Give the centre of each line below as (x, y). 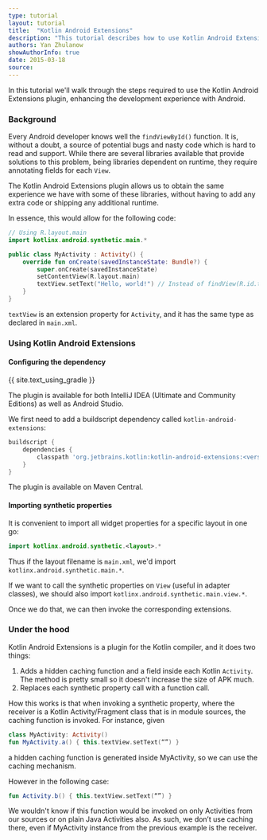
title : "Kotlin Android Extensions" (71, 30)
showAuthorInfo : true (44, 53)
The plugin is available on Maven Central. (76, 487)
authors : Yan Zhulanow (46, 45)
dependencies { (48, 449)
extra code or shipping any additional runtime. (83, 203)
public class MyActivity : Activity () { (76, 254)
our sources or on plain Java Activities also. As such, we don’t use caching (131, 819)
